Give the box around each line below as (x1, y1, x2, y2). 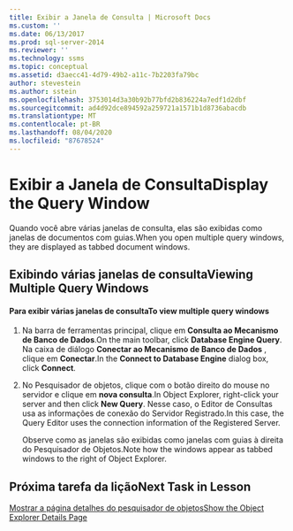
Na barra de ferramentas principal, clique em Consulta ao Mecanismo (21, 325, 279, 336)
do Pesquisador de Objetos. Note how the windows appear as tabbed (21, 444, 274, 455)
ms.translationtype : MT (9, 112, 97, 120)
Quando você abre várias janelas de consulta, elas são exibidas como (9, 222, 263, 233)
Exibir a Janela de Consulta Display (9, 174, 269, 195)
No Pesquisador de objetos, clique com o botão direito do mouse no (21, 380, 270, 390)
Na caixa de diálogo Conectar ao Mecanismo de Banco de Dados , (21, 344, 267, 355)
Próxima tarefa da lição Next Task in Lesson (9, 479, 252, 494)
